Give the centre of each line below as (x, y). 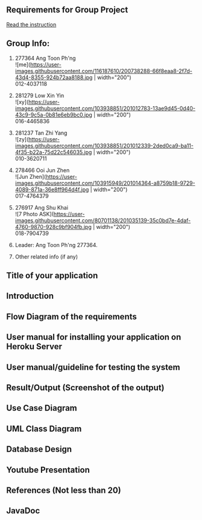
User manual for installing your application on (94, 337)
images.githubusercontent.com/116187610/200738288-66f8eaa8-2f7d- (104, 71)
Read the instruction (31, 24)
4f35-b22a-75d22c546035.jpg (53, 152)
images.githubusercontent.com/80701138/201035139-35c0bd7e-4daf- (103, 220)
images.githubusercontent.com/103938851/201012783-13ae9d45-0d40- (105, 108)
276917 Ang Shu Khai (41, 207)
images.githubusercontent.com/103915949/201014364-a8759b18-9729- (105, 183)
